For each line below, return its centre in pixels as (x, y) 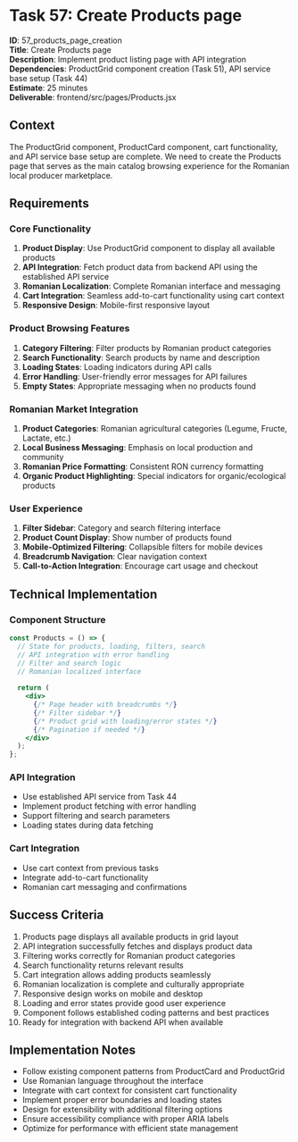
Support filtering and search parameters (96, 816)
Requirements (49, 203)
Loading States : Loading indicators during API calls (117, 366)
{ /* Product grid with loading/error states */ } (125, 721)
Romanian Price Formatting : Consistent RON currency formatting (143, 466)
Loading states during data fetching (87, 825)
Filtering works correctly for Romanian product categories (129, 955)
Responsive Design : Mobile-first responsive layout (116, 306)
